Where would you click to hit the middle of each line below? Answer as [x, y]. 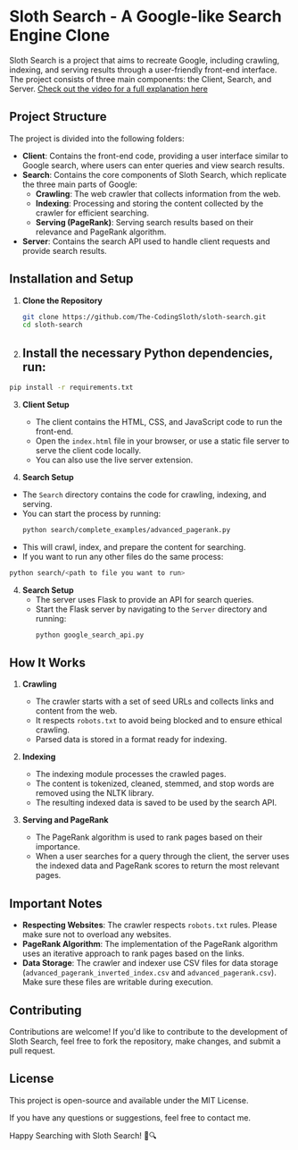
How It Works [48, 663]
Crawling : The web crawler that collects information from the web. [158, 193]
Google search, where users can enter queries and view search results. [153, 165]
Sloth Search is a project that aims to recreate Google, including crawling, [145, 60]
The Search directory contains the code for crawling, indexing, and [144, 495]
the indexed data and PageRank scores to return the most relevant [157, 866]
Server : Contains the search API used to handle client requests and [146, 241]
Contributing [46, 1010]
